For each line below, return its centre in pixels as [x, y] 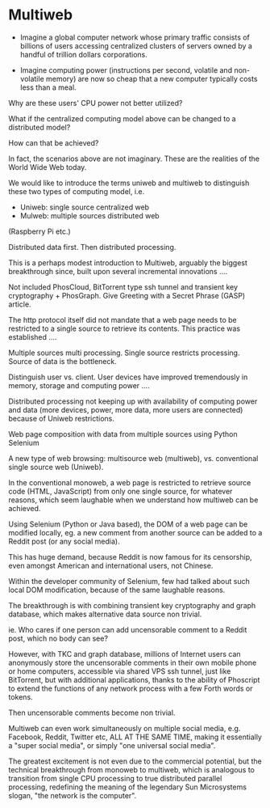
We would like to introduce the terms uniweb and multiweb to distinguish [129, 183]
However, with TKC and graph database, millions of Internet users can [125, 654]
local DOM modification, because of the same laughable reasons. [117, 590]
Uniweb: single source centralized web [85, 207]
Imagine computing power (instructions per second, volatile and [126, 70]
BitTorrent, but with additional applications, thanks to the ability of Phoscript [134, 679]
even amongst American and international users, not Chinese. [111, 565]
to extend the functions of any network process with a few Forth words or [131, 688]
